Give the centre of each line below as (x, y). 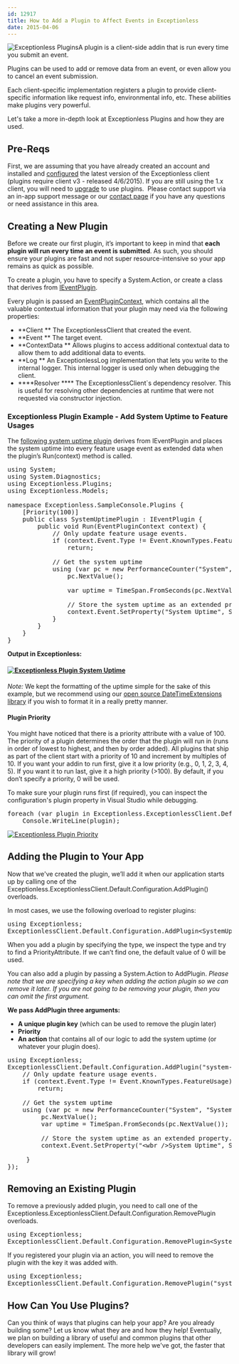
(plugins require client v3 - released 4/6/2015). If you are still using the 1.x (116, 181)
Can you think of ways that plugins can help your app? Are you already (111, 1323)
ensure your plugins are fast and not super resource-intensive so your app (116, 258)
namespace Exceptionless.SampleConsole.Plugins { (96, 505)
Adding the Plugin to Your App (76, 857)
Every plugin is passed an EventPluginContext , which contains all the (108, 301)
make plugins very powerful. (49, 105)
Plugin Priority (29, 718)
